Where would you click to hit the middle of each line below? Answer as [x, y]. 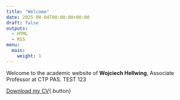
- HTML [20, 34]
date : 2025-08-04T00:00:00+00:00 [48, 17]
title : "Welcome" [28, 12]
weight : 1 [29, 56]
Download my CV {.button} [39, 90]
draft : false [22, 23]
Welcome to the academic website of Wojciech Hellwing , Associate [90, 73]
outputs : [17, 28]
